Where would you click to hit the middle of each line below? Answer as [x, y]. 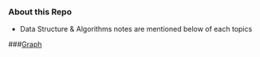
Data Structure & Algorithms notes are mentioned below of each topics [136, 29]
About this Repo [40, 12]
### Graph [25, 44]
